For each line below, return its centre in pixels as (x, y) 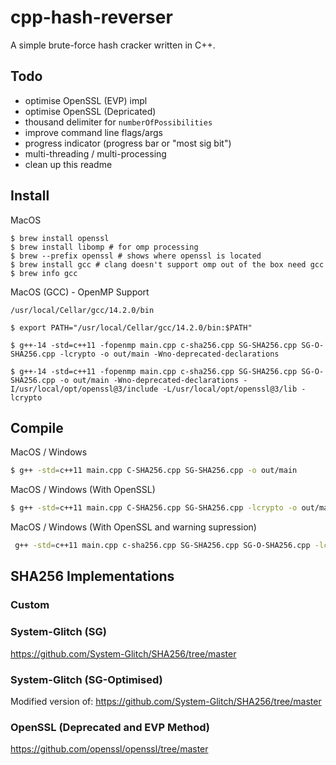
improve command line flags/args (93, 132)
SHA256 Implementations (92, 576)
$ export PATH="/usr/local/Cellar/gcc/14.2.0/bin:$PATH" (131, 327)
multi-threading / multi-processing (95, 153)
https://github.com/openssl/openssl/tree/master (109, 749)
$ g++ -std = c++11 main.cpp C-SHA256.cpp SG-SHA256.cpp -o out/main (154, 471)
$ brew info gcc (44, 273)
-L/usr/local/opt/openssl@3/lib (230, 389)
